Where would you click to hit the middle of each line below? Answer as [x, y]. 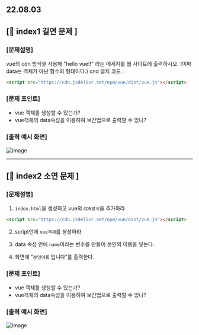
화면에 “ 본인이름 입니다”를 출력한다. [54, 257]
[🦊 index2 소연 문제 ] [43, 176]
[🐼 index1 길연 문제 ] [42, 31]
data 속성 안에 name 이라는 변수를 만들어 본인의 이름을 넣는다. [85, 244]
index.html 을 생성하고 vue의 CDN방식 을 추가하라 [70, 208]
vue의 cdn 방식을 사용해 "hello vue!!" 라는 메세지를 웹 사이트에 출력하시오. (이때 [99, 64]
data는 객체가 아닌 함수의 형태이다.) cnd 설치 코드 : [65, 71]
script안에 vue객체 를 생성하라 [48, 232]
